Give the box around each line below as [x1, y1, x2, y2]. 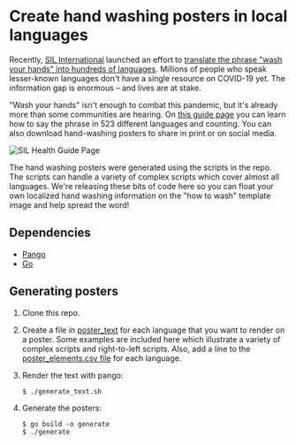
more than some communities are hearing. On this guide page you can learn [9, 109, 286, 119]
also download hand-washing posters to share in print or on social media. [9, 127, 277, 138]
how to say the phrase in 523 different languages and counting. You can [9, 118, 272, 129]
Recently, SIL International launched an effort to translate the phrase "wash [9, 54, 283, 65]
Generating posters [9, 284, 119, 299]
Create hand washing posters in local [9, 6, 288, 27]
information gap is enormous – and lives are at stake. [9, 82, 201, 93]
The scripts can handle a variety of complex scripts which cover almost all [9, 171, 280, 182]
